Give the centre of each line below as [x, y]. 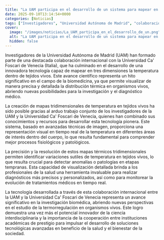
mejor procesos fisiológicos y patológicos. [48, 142]
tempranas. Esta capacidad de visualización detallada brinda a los [72, 167]
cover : [12, 28]
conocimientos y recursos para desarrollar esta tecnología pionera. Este [77, 121]
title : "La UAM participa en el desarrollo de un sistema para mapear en [82, 9]
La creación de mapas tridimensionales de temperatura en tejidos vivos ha [80, 106]
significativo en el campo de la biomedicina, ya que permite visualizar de [78, 81]
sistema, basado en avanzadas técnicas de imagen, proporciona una [74, 127]
